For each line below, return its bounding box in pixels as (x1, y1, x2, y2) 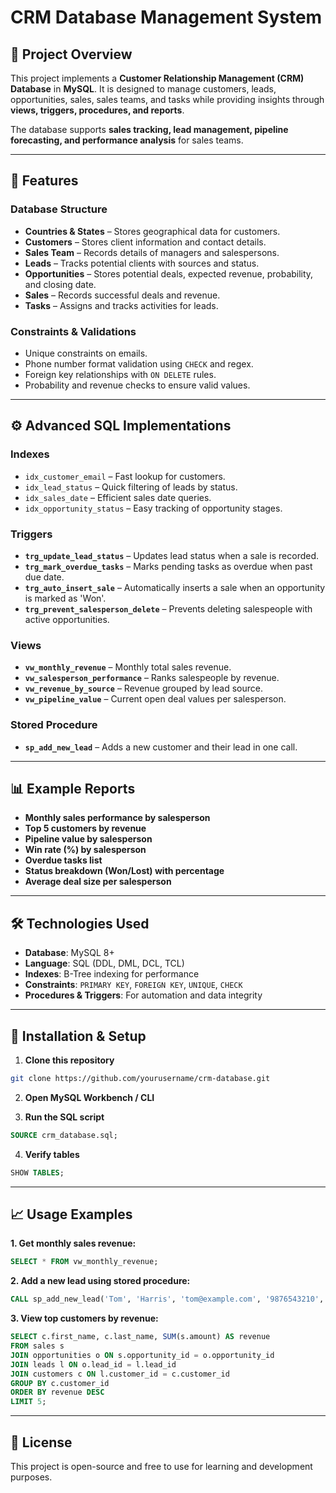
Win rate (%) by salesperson (24, 844, 147, 856)
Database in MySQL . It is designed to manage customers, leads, (10, 83, 277, 95)
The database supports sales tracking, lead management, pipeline (10, 124, 289, 135)
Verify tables (24, 1148, 80, 1160)
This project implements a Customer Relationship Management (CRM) (10, 72, 305, 84)
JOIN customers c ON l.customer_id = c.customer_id (10, 1369, 230, 1379)
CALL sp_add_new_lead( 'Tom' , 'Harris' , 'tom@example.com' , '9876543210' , (10, 1294, 325, 1305)
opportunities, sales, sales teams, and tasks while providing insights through (10, 94, 325, 105)
